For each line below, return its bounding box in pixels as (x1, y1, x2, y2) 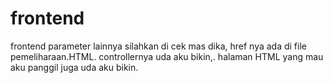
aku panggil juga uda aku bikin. (10, 61, 139, 73)
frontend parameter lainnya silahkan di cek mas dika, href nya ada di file (10, 40, 307, 52)
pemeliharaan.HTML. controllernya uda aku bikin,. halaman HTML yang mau (10, 50, 324, 62)
